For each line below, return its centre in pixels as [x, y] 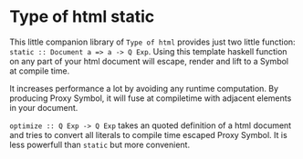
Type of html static [82, 17]
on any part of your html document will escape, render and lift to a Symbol [149, 61]
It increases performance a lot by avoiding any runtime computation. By [144, 88]
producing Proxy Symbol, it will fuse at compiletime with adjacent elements [151, 98]
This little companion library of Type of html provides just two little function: [152, 42]
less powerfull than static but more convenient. [99, 144]
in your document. [44, 107]
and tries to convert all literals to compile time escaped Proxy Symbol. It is [148, 134]
